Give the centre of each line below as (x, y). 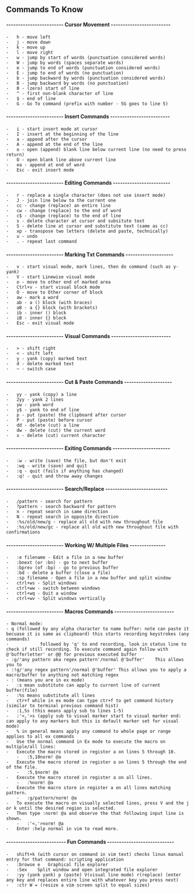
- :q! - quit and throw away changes (55, 476)
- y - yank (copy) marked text (47, 359)
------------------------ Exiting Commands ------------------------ (88, 448)
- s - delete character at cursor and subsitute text (75, 221)
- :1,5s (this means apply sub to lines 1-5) (65, 711)
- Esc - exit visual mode (40, 323)
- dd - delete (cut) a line (43, 425)
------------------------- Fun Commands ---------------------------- (90, 842)
